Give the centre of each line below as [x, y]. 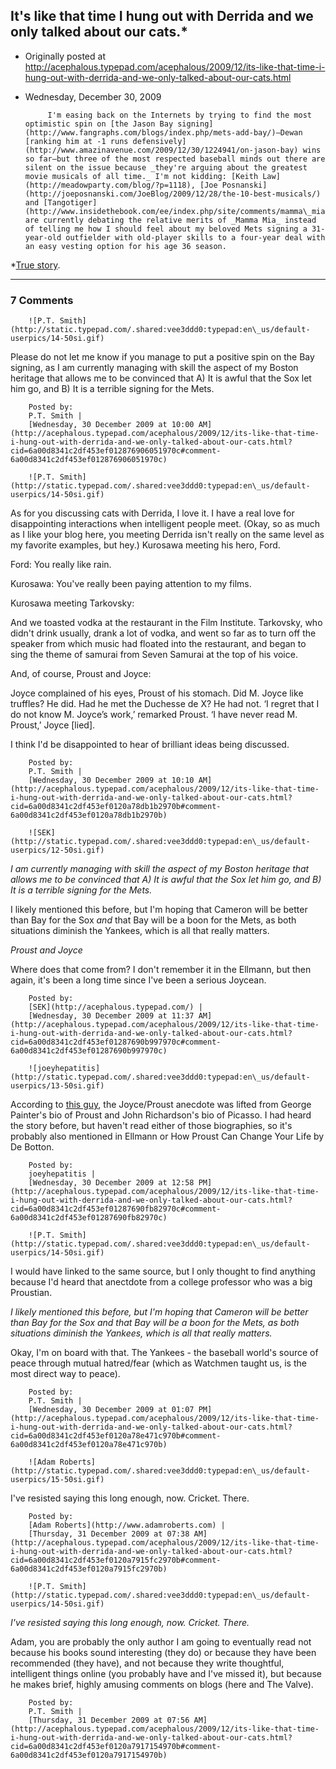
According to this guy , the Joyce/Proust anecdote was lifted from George [161, 1105]
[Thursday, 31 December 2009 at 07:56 [109, 1720]
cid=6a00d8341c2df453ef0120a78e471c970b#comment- [116, 1436]
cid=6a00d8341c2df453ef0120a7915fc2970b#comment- [116, 1560]
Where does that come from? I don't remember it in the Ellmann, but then [161, 970]
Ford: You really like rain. [61, 565]
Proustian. [31, 1293]
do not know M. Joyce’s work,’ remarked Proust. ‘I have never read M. [154, 715]
